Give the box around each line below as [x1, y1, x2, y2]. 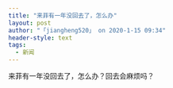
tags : [8, 41, 26, 49]
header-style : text [8, 33, 73, 42]
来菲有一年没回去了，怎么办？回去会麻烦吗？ [8, 71, 155, 80]
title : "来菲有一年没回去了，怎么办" [8, 11, 117, 20]
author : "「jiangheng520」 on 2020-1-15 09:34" [8, 26, 167, 34]
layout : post [8, 19, 52, 27]
